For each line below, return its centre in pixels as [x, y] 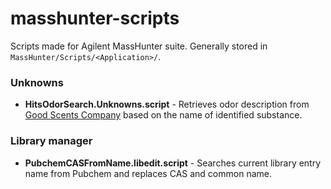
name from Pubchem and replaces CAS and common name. [148, 173]
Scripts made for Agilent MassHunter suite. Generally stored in [139, 46]
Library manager [51, 141]
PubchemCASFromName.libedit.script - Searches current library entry [173, 163]
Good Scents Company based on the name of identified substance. [163, 115]
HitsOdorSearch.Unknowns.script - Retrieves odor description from [167, 104]
